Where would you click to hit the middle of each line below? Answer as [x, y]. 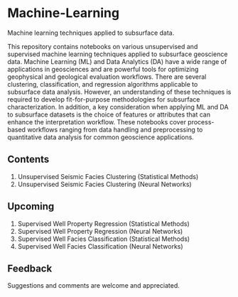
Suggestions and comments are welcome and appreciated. [93, 286]
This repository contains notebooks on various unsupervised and [103, 46]
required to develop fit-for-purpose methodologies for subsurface [104, 99]
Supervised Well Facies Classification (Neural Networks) [100, 246]
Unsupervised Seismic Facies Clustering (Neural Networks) [104, 184]
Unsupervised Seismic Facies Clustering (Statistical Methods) [108, 176]
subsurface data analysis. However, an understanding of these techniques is [119, 92]
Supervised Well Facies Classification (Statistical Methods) [104, 239]
